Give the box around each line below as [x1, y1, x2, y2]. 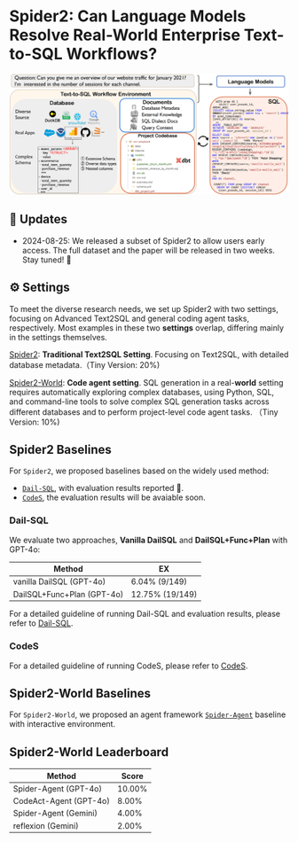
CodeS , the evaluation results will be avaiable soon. [21, 492, 206, 503]
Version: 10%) [9, 417, 60, 427]
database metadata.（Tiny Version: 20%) [9, 359, 161, 370]
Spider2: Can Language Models [9, 6, 247, 27]
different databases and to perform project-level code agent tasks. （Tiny [9, 406, 278, 417]
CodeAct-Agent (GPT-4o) [12, 796, 111, 807]
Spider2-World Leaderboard [9, 745, 169, 760]
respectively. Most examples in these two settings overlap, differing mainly [9, 322, 285, 333]
